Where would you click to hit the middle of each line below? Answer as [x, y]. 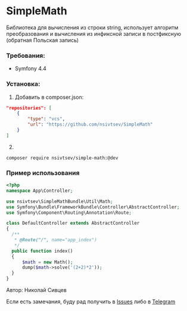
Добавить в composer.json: [49, 97]
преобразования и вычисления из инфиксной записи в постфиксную [94, 33]
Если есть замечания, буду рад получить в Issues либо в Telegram [91, 301]
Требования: [26, 55]
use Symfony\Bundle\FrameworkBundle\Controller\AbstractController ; [93, 207]
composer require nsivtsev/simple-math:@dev [62, 158]
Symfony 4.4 [30, 69]
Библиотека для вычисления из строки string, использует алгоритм [92, 27]
